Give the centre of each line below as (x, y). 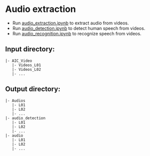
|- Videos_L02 (26, 69)
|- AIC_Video (19, 61)
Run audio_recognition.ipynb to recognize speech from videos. (77, 33)
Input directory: (30, 49)
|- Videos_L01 (26, 65)
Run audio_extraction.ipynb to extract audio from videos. (71, 23)
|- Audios (15, 101)
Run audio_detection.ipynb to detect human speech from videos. (79, 28)
